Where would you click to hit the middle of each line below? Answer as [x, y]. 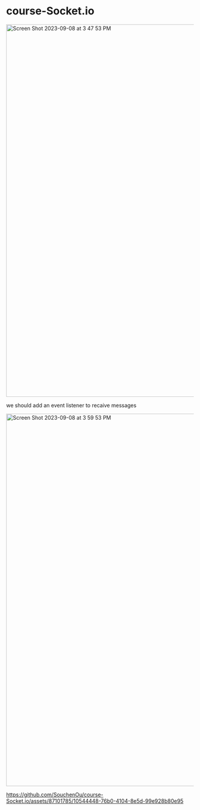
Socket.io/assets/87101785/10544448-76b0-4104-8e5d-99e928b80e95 [95, 801]
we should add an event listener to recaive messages [71, 405]
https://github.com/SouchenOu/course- [55, 794]
